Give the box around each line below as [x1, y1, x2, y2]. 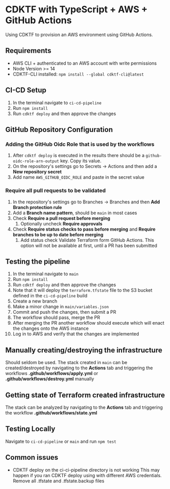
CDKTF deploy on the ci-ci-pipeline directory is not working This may [12, 466, 160, 473]
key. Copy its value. [60, 158, 102, 164]
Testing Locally [5, 425, 55, 434]
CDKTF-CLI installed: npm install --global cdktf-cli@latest [12, 71, 144, 77]
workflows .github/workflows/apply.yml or [5, 370, 99, 377]
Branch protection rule [12, 204, 63, 210]
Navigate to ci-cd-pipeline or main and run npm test [5, 438, 117, 444]
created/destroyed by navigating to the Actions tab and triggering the [5, 365, 153, 371]
